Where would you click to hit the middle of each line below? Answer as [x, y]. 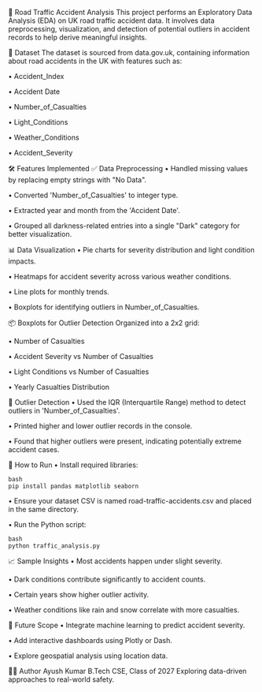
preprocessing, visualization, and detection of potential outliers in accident [129, 29]
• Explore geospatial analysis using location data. [88, 656]
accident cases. [34, 449]
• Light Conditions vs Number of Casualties [79, 372]
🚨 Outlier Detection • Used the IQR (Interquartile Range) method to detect [127, 402]
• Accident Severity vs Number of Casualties [81, 356]
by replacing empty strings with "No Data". [77, 180]
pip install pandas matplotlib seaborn [74, 486]
